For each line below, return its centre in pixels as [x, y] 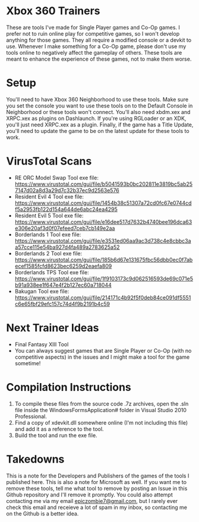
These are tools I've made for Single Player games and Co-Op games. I [93, 27]
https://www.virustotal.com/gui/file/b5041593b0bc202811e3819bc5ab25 [104, 184]
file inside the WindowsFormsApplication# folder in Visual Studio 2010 [101, 410]
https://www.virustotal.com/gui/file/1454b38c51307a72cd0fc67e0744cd [103, 203]
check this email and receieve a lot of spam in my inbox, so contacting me [97, 507]
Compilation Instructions [69, 387]
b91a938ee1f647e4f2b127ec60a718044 [63, 285]
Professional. [31, 416]
